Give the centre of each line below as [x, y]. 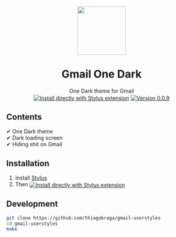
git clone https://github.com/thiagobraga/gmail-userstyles [84, 218]
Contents [24, 117]
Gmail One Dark [102, 74]
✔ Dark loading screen [34, 138]
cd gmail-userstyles [32, 224]
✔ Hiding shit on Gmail [34, 144]
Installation [28, 163]
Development [32, 204]
